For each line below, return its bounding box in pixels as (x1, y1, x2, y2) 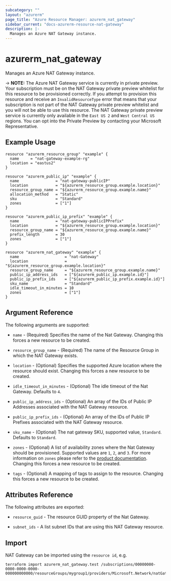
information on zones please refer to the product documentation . (12, 455, 148, 461)
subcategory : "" (5, 7, 40, 13)
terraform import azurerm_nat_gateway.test (5, 562, 99, 567)
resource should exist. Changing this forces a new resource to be (12, 368, 150, 374)
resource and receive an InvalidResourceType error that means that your (5, 96, 157, 102)
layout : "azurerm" (5, 12, 44, 17)
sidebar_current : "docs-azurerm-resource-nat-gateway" (5, 21, 124, 27)
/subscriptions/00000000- (101, 562, 156, 567)
